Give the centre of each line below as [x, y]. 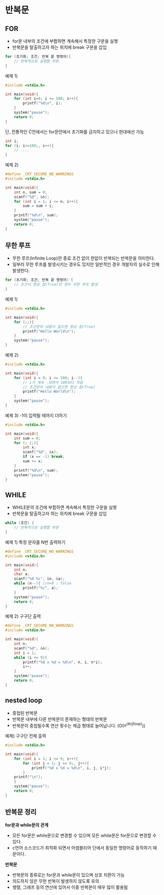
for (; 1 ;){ [26, 443]
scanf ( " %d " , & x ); [40, 452]
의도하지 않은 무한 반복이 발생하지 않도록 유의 [56, 881]
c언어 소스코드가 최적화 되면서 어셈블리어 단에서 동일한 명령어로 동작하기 [82, 848]
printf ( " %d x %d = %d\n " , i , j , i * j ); [71, 768]
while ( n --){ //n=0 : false [43, 583]
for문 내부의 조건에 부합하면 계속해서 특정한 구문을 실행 [65, 41]
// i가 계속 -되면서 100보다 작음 [53, 382]
